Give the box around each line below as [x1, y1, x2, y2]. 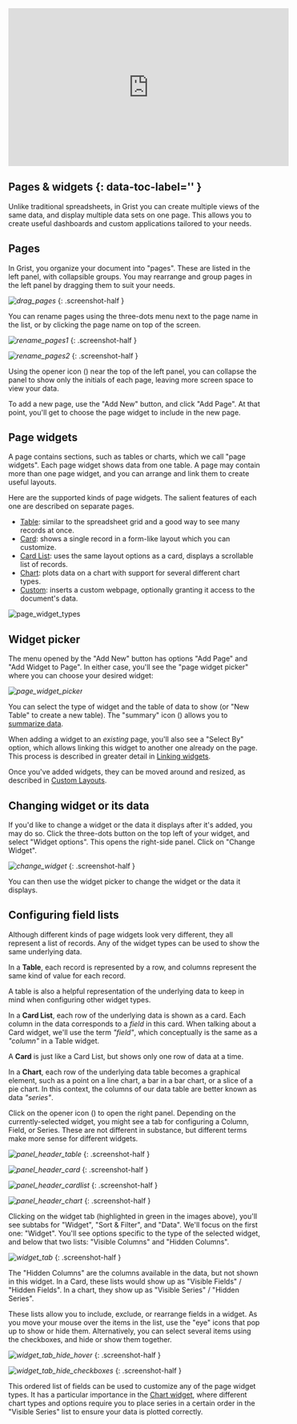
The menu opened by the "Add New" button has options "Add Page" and [8, 653, 248, 664]
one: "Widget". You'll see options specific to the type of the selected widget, [8, 1228, 260, 1238]
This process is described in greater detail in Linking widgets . [8, 751, 211, 761]
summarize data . [8, 719, 64, 729]
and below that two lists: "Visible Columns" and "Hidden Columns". [8, 1236, 230, 1246]
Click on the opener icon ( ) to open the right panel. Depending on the [8, 1108, 236, 1118]
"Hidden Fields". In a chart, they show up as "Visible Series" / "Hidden [8, 1284, 240, 1294]
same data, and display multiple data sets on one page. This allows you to [8, 210, 252, 220]
